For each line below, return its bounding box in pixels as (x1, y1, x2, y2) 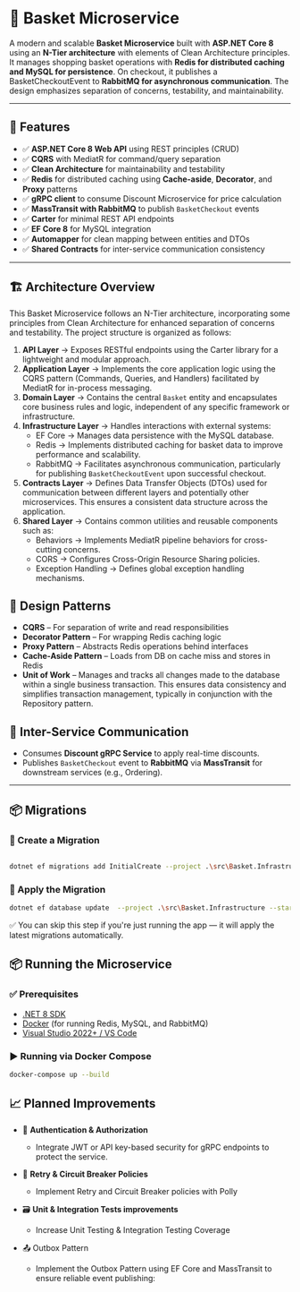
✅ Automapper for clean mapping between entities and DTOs (21, 233, 250, 244)
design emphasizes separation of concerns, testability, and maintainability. (9, 85, 284, 96)
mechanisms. (35, 572, 85, 583)
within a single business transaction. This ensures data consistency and (21, 680, 287, 690)
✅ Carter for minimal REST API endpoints (21, 213, 175, 224)
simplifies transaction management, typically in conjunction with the (21, 689, 273, 699)
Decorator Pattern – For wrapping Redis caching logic (21, 631, 221, 643)
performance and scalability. (35, 449, 141, 459)
